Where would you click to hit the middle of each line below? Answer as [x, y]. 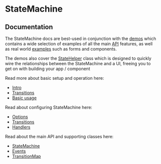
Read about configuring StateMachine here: [49, 107]
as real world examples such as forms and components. [61, 49]
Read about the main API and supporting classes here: [59, 137]
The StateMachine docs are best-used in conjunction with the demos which [81, 38]
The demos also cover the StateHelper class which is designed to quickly [78, 58]
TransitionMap [26, 156]
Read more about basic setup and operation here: [55, 78]
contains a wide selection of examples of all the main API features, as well [79, 44]
